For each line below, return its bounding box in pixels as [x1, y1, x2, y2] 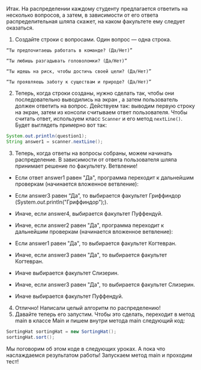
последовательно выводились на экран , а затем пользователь [14, 96, 178, 103]
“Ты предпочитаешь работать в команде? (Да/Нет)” [6, 47, 133, 53]
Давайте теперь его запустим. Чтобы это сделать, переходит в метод [14, 311, 195, 318]
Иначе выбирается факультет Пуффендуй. [14, 293, 124, 300]
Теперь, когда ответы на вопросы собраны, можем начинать [14, 150, 173, 157]
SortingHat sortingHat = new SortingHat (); [6, 329, 117, 335]
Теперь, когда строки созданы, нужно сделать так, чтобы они [14, 89, 175, 97]
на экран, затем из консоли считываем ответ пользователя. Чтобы [14, 109, 188, 116]
